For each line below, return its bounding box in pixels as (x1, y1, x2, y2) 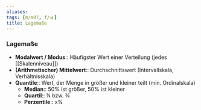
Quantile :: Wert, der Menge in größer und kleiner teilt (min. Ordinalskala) (14, 79, 196, 86)
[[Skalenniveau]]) (14, 60, 59, 67)
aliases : (6, 8, 28, 15)
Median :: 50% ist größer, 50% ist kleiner (24, 85, 126, 93)
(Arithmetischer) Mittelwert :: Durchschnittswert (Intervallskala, (14, 66, 174, 73)
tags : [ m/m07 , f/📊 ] (6, 14, 57, 20)
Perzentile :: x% (24, 98, 63, 105)
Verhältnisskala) (14, 73, 56, 80)
